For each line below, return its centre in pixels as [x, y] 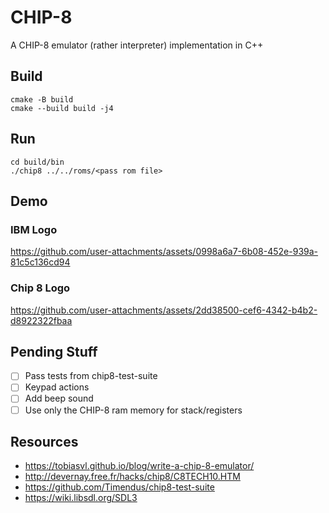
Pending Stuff [54, 351]
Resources [44, 442]
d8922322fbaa [41, 320]
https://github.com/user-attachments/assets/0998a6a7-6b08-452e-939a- [164, 252]
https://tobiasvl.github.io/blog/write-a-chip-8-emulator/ [139, 466]
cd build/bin [37, 162]
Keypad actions [57, 387]
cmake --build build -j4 [62, 108]
